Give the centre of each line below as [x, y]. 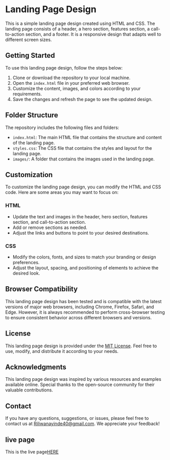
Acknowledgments [36, 367]
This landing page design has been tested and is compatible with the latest [83, 301]
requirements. [27, 94]
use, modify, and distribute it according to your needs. [62, 351]
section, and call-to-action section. [49, 222]
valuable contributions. [29, 390]
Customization [29, 174]
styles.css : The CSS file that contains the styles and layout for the [82, 148]
